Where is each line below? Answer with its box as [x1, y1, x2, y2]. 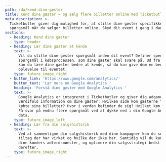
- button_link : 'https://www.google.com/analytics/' [9, 76, 121, 81]
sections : [5, 30, 26, 35]
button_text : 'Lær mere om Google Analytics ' [14, 81, 112, 85]
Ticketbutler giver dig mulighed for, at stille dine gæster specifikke [9, 21, 163, 26]
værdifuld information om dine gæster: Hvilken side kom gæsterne [18, 99, 158, 104]
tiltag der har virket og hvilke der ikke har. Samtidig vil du [18, 136, 154, 141]
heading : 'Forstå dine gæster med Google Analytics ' [14, 85, 127, 90]
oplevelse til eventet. [18, 67, 68, 72]
